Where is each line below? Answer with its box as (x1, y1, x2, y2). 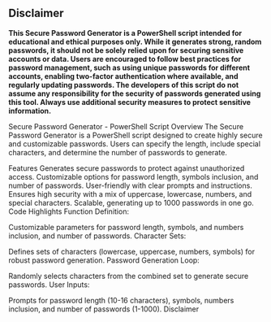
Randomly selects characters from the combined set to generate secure (8, 271, 249, 281)
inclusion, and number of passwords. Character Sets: (8, 231, 187, 241)
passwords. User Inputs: (8, 280, 90, 289)
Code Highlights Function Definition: (8, 207, 130, 216)
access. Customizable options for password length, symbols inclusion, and (8, 172, 259, 181)
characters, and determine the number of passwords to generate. (8, 147, 227, 157)
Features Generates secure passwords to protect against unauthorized (8, 163, 245, 173)
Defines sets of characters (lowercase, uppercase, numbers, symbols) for (8, 246, 256, 256)
